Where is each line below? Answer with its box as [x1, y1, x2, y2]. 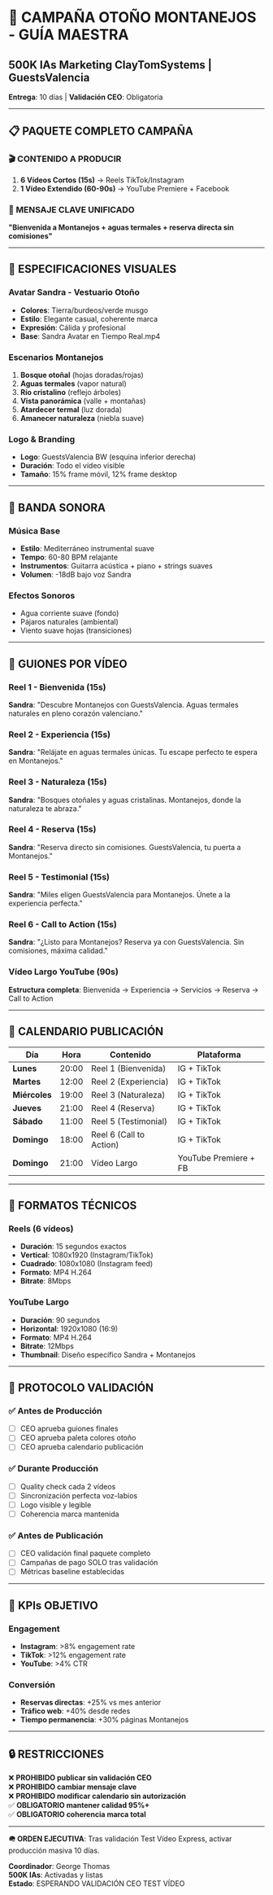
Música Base [8, 525, 61, 537]
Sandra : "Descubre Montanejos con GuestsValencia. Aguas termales [8, 700, 239, 709]
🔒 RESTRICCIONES [8, 1747, 104, 1761]
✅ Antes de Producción [8, 1405, 102, 1416]
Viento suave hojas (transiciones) [19, 625, 132, 635]
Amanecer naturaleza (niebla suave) [19, 413, 145, 423]
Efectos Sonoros [8, 590, 76, 601]
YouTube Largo [8, 1296, 69, 1308]
